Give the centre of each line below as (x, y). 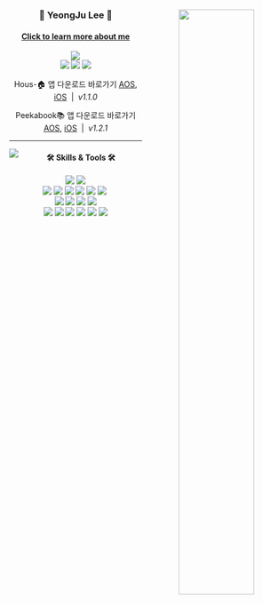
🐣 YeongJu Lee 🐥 (76, 15)
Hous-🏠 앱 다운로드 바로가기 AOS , (76, 84)
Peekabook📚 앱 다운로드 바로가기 (76, 115)
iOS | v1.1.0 (76, 97)
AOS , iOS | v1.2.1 (76, 128)
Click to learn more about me (76, 36)
